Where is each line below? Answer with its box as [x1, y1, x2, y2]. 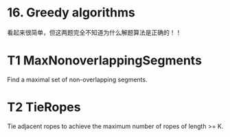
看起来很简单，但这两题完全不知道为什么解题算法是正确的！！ [7, 28, 182, 36]
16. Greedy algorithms [7, 5, 135, 21]
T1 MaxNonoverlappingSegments [7, 53, 203, 68]
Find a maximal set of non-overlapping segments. [7, 75, 148, 84]
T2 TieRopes [7, 99, 81, 115]
